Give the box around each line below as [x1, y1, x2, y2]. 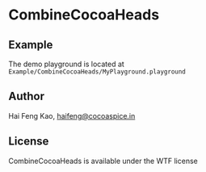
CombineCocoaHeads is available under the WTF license [8, 156, 198, 166]
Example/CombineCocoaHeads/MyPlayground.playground [8, 68, 186, 76]
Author [8, 90, 44, 103]
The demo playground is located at [8, 59, 125, 69]
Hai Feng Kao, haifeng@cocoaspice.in [8, 111, 136, 120]
